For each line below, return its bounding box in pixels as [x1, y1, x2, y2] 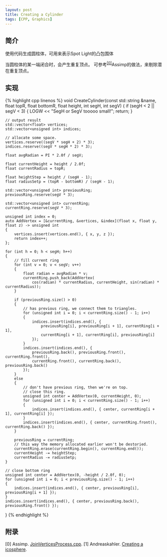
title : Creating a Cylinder [5, 12, 64, 17]
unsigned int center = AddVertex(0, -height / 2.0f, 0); [5, 472, 126, 477]
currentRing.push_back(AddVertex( [23, 275, 95, 280]
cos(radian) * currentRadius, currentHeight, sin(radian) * [31, 280, 160, 285]
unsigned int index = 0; [5, 214, 57, 219]
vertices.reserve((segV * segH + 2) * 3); [5, 140, 95, 145]
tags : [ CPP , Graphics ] [5, 17, 52, 22]
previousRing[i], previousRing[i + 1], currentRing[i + [40, 323, 160, 328]
